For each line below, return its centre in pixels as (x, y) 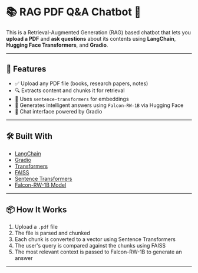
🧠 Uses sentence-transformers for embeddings (72, 99)
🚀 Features (26, 69)
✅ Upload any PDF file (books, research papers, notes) (81, 83)
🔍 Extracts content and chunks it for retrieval (70, 90)
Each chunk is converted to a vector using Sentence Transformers (95, 239)
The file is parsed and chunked (52, 233)
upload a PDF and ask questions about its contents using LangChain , (91, 38)
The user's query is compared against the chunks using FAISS (90, 246)
